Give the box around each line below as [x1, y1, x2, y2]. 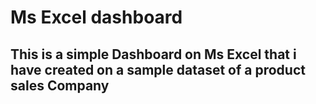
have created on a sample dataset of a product [10, 61, 306, 78]
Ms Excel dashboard [10, 6, 183, 29]
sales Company [10, 77, 110, 94]
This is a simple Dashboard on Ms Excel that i [10, 46, 297, 63]
